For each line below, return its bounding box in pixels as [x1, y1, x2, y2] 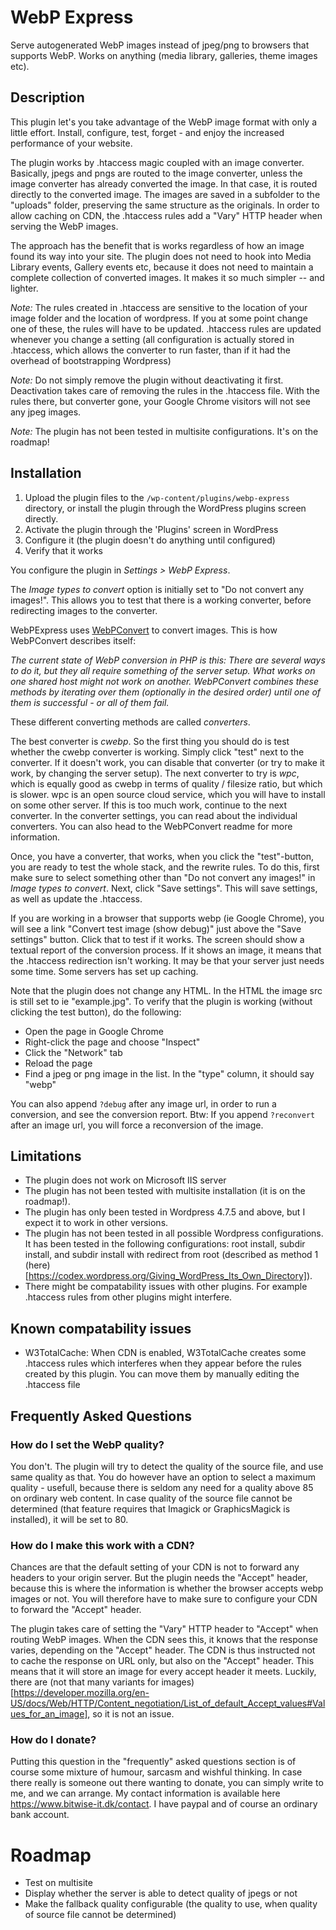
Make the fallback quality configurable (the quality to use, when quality [24, 1898, 318, 1910]
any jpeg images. [10, 406, 82, 418]
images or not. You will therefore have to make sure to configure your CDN [10, 1593, 318, 1605]
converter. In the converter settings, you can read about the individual [10, 809, 298, 821]
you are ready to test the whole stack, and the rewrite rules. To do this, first [10, 861, 320, 873]
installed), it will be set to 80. [10, 1513, 129, 1525]
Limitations [10, 1147, 82, 1165]
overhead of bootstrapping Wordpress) [10, 354, 172, 366]
